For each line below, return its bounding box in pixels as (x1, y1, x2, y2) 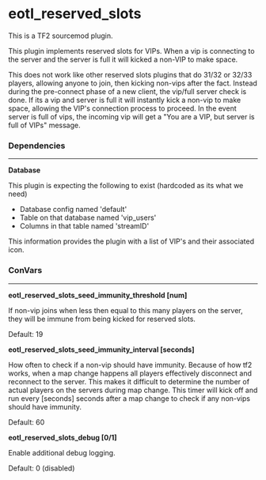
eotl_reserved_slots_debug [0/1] (8, 433, 117, 442)
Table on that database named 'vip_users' (19, 213, 157, 222)
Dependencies (8, 140, 66, 151)
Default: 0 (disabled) (8, 463, 75, 473)
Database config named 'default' (19, 205, 127, 214)
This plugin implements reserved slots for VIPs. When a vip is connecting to (8, 46, 255, 55)
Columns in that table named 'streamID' (19, 221, 150, 231)
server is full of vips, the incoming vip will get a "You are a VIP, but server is (8, 111, 255, 121)
